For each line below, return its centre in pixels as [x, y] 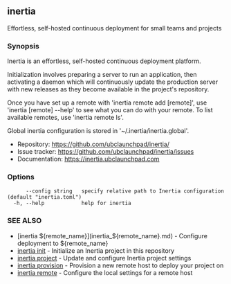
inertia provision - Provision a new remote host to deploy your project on [120, 265]
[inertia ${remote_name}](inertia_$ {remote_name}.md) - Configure [112, 236]
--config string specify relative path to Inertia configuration [125, 191]
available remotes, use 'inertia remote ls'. [66, 118]
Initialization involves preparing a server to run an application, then [102, 75]
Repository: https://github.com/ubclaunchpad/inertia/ [93, 144]
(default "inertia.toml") [44, 197]
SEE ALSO [25, 221]
